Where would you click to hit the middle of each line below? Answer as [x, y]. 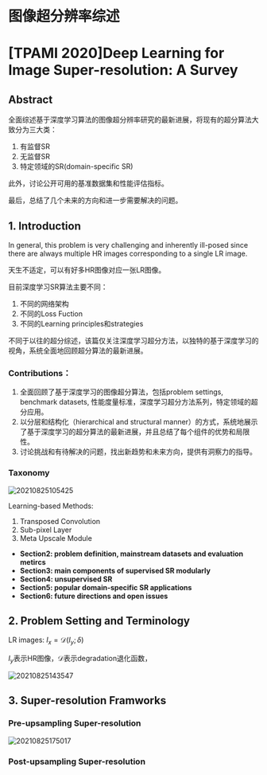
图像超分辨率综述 [64, 16]
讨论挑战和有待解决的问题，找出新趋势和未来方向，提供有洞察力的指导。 [138, 452]
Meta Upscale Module [56, 538]
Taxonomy [29, 473]
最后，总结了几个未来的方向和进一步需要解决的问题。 [95, 201]
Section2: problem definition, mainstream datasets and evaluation [132, 554]
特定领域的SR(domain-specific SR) [76, 166]
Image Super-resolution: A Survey [123, 70]
